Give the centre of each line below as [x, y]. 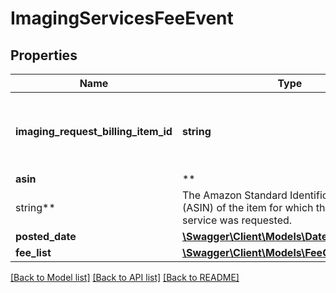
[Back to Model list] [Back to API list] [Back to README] [125, 277]
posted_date [46, 236]
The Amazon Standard [234, 195]
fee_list [33, 252]
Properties [44, 55]
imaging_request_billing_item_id [94, 131]
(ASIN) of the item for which [247, 207]
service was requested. [237, 220]
